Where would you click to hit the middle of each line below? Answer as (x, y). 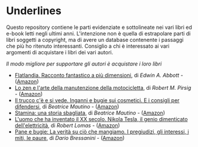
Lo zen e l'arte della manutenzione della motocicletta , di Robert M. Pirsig (103, 87)
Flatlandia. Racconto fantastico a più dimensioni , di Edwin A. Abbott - (99, 75)
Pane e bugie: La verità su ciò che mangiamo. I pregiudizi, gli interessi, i (102, 132)
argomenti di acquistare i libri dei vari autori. (60, 52)
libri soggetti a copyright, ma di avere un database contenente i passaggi (95, 40)
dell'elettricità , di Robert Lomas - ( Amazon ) (67, 125)
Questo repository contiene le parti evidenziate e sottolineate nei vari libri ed (99, 27)
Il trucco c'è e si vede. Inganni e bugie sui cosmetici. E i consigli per (97, 100)
